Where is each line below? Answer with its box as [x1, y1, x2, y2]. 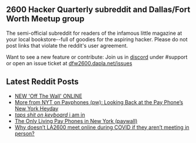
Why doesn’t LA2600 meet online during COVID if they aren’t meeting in [14, 124, 190, 131]
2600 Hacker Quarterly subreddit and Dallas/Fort [6, 5, 191, 15]
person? [14, 129, 35, 137]
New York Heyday [14, 105, 59, 112]
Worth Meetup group [6, 14, 85, 24]
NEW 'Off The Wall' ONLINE [14, 92, 82, 99]
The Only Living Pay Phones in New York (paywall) [14, 117, 138, 124]
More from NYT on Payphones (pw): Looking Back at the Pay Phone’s [14, 98, 184, 105]
